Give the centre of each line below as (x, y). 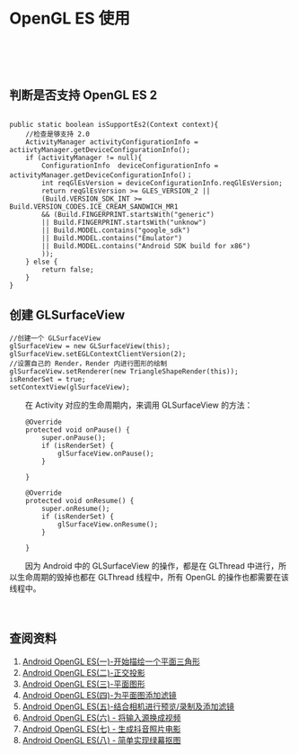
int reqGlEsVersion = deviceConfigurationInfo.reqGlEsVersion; (162, 183)
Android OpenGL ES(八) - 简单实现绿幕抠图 (101, 741)
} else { (42, 262)
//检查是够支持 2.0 (57, 134)
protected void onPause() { (78, 430)
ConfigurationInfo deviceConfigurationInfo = (130, 166)
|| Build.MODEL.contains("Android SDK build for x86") (146, 246)
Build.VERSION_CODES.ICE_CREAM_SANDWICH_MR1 (94, 206)
